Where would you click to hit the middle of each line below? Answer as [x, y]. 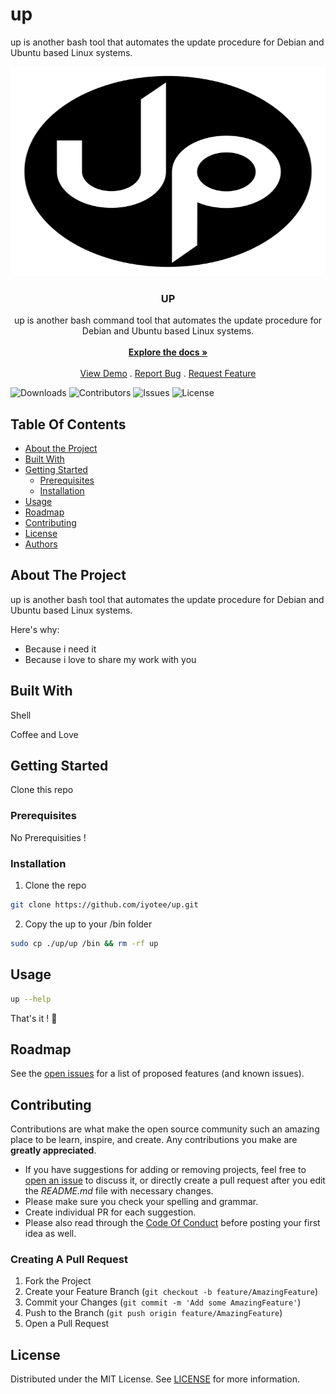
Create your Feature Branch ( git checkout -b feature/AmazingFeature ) [171, 1292]
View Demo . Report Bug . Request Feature [168, 374]
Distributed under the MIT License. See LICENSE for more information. [155, 1379]
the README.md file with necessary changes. [119, 1191]
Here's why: [35, 629]
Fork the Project [58, 1281]
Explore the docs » [168, 352]
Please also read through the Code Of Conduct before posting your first [172, 1223]
